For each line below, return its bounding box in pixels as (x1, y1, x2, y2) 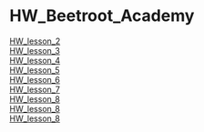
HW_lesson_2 (9, 36, 61, 46)
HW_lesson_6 (9, 74, 61, 85)
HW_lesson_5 (9, 65, 61, 76)
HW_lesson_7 (9, 84, 61, 95)
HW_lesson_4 (9, 55, 61, 66)
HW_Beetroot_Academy (9, 5, 195, 26)
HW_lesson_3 (9, 45, 61, 56)
